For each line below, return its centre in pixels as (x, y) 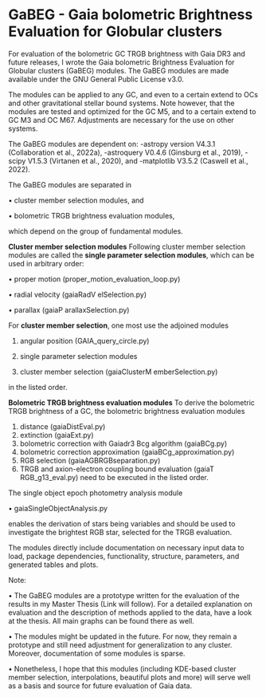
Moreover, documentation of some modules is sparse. (97, 653)
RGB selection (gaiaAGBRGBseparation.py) (90, 460)
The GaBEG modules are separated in (70, 184)
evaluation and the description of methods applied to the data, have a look (130, 612)
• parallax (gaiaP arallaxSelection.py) (69, 309)
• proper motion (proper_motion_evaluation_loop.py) (94, 279)
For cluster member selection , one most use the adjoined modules (119, 325)
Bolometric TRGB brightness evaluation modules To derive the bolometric (131, 402)
